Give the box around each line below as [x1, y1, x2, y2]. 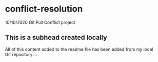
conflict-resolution [5, 3, 83, 15]
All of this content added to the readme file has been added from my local [5, 46, 154, 52]
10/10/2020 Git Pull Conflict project [5, 19, 76, 25]
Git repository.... [5, 51, 38, 57]
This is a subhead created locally [5, 33, 107, 42]
